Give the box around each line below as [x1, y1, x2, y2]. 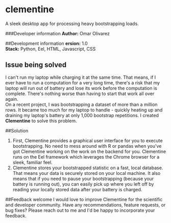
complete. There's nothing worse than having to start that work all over [5, 91, 155, 97]
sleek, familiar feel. [12, 159, 53, 165]
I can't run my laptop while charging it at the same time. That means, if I [5, 74, 156, 80]
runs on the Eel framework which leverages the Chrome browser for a [12, 153, 160, 160]
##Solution [5, 127, 29, 133]
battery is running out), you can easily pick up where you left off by [12, 181, 154, 187]
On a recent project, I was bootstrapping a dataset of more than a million [5, 101, 158, 107]
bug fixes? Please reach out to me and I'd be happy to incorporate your [5, 207, 155, 213]
